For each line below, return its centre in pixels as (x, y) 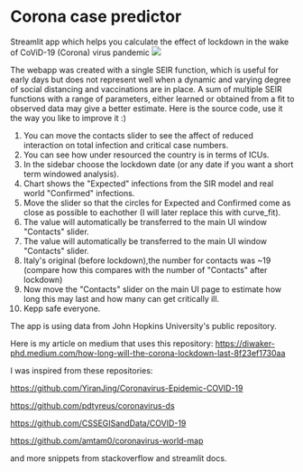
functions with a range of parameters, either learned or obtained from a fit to (152, 99)
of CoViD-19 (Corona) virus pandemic (80, 52)
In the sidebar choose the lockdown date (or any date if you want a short (158, 164)
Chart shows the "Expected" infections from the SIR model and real (148, 184)
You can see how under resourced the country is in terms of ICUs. (146, 155)
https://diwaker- (245, 343)
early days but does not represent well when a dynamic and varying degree (151, 80)
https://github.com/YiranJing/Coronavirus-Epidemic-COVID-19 (127, 388)
